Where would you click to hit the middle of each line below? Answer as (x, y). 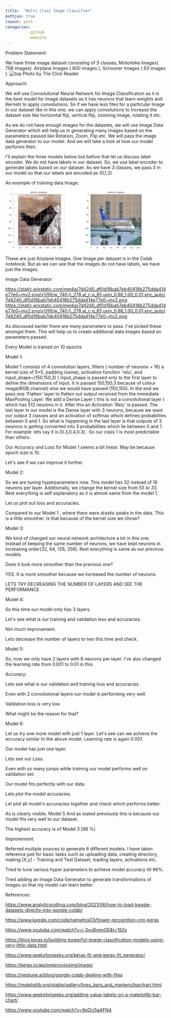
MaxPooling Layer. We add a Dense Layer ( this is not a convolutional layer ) (85, 399)
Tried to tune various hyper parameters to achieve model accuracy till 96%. (85, 869)
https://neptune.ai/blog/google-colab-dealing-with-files (64, 975)
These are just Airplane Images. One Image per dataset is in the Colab (79, 258)
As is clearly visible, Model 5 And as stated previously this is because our (82, 814)
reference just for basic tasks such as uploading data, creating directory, (82, 854)
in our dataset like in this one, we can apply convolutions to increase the (81, 110)
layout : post (19, 21)
